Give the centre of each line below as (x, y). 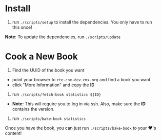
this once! (22, 27)
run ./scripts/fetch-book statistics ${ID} (57, 94)
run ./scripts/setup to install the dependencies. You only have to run (82, 22)
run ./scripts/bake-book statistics (49, 118)
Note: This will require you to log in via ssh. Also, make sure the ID (79, 104)
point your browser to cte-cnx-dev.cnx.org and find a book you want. (82, 79)
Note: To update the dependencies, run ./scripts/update (63, 37)
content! (13, 133)
